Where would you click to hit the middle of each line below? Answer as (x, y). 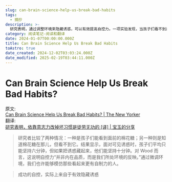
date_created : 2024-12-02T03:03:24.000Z (49, 53)
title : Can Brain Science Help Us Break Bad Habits (61, 44)
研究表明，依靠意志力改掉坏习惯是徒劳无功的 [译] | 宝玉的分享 (70, 127)
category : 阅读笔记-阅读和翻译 (35, 34)
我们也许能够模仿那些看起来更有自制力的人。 (74, 164)
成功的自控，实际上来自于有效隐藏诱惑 (58, 174)
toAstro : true (20, 48)
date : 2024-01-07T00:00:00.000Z (40, 39)
